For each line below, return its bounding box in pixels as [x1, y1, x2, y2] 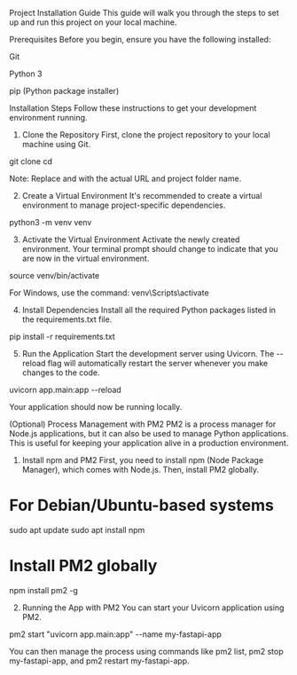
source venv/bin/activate [9, 271, 100, 280]
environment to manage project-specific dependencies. [21, 200, 226, 210]
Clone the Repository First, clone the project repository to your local [21, 130, 270, 140]
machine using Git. [21, 139, 91, 149]
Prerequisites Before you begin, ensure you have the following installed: [9, 35, 271, 44]
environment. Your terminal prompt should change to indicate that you [21, 244, 278, 254]
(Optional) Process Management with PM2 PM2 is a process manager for [9, 419, 277, 429]
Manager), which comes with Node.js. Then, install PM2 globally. [21, 465, 260, 475]
